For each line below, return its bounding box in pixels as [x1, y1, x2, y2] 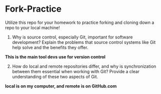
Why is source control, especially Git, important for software [12, 34, 133, 40]
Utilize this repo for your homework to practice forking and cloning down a [5, 19, 155, 25]
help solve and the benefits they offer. [12, 44, 89, 50]
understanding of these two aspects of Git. [12, 74, 98, 79]
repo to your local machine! [5, 24, 60, 30]
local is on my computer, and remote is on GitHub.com [5, 83, 117, 89]
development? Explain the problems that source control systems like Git [12, 39, 156, 45]
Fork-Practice [5, 3, 62, 15]
